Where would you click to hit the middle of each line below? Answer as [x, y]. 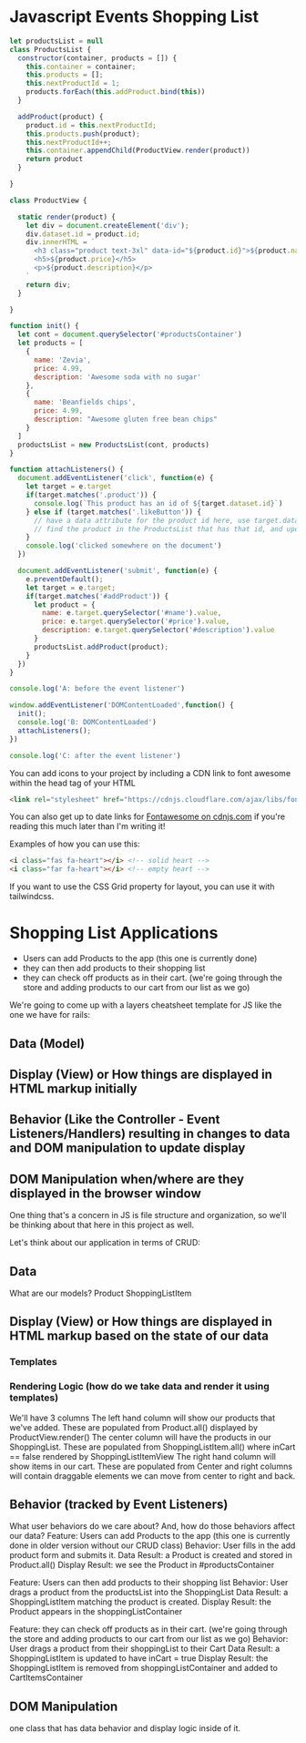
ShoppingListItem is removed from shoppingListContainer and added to [143, 1668]
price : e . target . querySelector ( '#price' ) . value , [136, 621]
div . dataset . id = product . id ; [83, 234]
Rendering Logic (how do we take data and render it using [140, 1387]
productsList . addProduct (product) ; [101, 647]
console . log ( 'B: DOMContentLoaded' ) [87, 723]
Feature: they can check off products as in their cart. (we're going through [149, 1629]
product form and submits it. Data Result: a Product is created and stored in [151, 1555]
